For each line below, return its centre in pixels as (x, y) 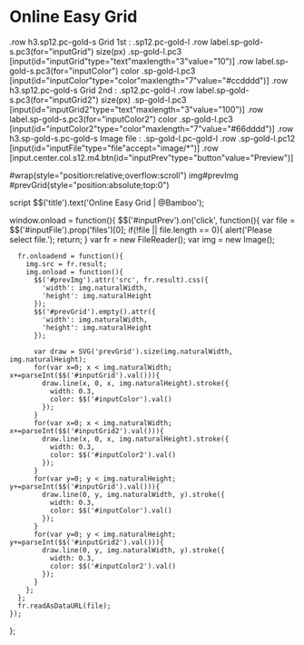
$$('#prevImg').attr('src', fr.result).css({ (121, 280)
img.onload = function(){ (75, 272)
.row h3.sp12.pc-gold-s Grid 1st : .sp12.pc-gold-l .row (109, 42)
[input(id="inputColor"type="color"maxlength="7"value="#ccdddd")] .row (149, 80)
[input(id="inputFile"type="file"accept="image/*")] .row (114, 148)
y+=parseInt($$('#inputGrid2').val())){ (87, 542)
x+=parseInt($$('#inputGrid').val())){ (85, 375)
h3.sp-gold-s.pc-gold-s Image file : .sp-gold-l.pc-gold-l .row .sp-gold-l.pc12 (152, 138)
